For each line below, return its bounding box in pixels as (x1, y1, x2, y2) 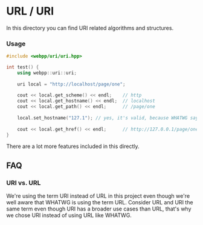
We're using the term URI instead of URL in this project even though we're (6, 192, 190, 200)
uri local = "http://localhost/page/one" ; (17, 81, 126, 87)
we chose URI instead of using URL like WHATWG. (6, 212, 132, 219)
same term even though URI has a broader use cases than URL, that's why (6, 205, 192, 213)
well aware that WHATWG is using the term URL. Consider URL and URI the (6, 199, 193, 206)
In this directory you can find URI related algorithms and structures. (6, 24, 174, 32)
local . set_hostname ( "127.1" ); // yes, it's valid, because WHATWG (17, 115, 188, 121)
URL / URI (6, 4, 54, 18)
